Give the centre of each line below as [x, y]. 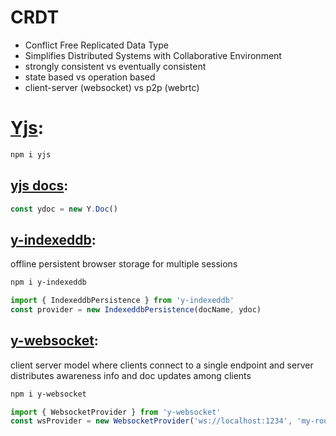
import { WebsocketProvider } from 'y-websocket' [116, 412]
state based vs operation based [90, 77]
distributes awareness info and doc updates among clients [131, 375]
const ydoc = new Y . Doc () [64, 209]
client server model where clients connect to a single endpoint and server [162, 365]
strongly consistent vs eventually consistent [115, 66]
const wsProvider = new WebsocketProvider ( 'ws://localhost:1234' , [151, 421]
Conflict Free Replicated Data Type [96, 45]
